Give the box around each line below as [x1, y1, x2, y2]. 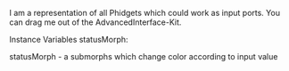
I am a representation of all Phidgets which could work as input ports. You [9, 8, 281, 18]
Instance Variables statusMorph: [9, 35, 128, 44]
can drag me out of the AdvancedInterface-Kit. [9, 17, 182, 28]
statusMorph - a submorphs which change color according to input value [9, 51, 278, 61]
